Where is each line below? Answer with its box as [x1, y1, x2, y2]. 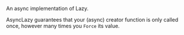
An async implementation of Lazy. [6, 5, 89, 12]
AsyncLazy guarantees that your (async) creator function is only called [6, 16, 179, 23]
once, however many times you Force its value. [6, 23, 120, 29]
